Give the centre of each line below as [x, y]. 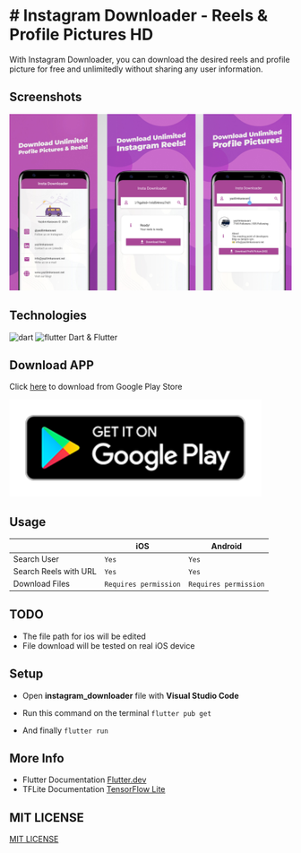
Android [227, 546]
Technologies [48, 316]
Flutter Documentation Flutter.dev [84, 780]
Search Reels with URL [55, 572]
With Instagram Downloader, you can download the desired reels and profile [150, 59]
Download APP [52, 365]
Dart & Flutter [93, 337]
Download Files [41, 584]
